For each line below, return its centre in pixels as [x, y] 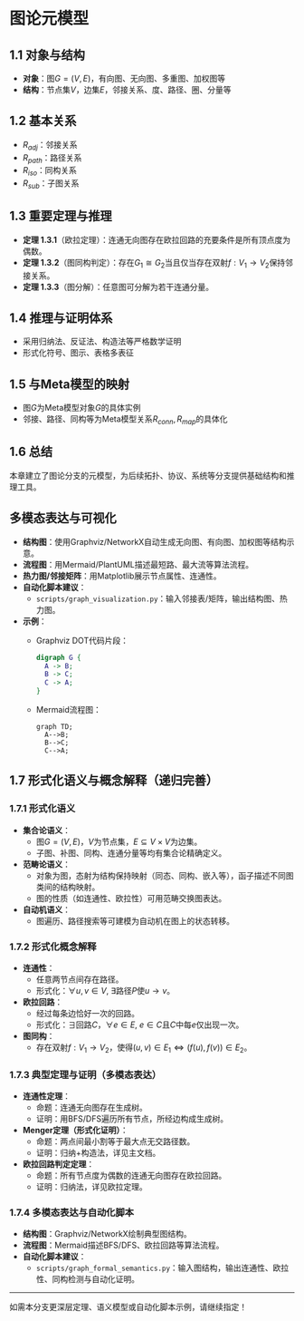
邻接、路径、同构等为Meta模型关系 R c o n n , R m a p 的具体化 [125, 420]
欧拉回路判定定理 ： [58, 1164]
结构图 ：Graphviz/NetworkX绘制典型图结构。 [107, 1234]
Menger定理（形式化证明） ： [75, 1131]
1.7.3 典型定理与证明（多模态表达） [85, 1074]
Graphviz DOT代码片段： [82, 640]
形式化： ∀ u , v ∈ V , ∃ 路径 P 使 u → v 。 [105, 991]
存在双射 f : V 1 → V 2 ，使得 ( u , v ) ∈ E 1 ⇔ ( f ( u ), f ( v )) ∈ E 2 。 [144, 1048]
